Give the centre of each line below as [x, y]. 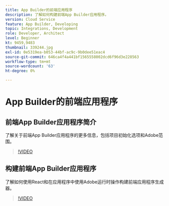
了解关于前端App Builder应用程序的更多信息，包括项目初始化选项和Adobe [82, 135]
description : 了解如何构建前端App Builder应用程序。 [57, 15]
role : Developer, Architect [35, 33]
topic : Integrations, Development [42, 29]
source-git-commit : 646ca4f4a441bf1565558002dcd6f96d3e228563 [72, 57]
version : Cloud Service [30, 19]
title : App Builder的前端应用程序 [39, 10]
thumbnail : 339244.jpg [29, 47]
